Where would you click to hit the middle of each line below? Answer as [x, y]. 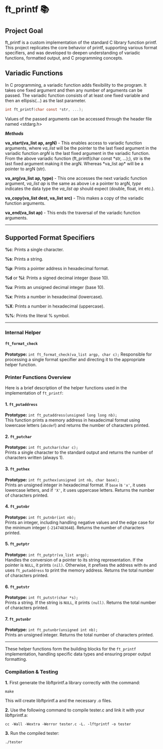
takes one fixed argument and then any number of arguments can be [74, 90]
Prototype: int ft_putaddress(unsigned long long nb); [61, 415]
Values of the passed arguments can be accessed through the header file [78, 119]
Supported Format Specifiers [50, 238]
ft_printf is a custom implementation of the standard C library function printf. [81, 42]
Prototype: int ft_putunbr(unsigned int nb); [51, 630]
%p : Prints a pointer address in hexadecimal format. [57, 268]
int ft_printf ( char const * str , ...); [44, 109]
